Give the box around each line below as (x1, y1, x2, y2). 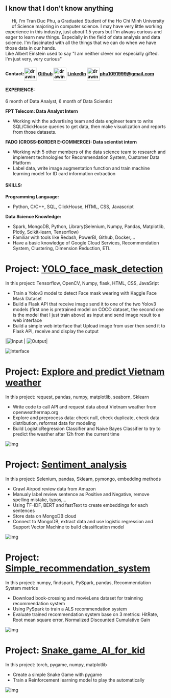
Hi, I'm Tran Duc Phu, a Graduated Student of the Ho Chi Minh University (12, 17, 165, 24)
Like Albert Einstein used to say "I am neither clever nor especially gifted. (5, 50, 159, 56)
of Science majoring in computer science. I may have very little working (12, 23, 162, 29)
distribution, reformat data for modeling (12, 420, 96, 426)
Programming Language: (5, 193, 60, 199)
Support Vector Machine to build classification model (12, 524, 125, 530)
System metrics (5, 585, 38, 591)
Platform (12, 159, 31, 166)
